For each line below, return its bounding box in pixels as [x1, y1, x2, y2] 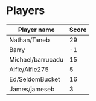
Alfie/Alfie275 [9, 65, 50, 73]
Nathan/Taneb [9, 36, 50, 44]
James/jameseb [9, 85, 55, 93]
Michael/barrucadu [9, 55, 64, 64]
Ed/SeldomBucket [9, 75, 60, 83]
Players [6, 4, 45, 18]
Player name [18, 25, 55, 34]
